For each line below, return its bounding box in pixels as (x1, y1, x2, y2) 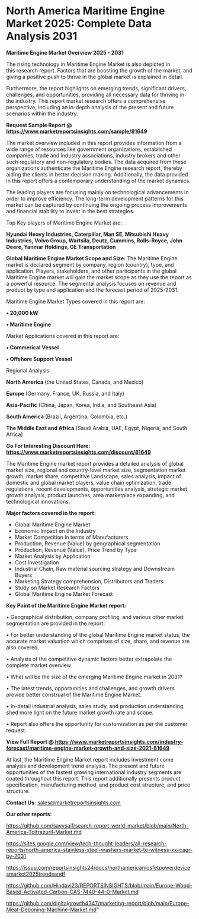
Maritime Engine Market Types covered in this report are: (6, 298, 145, 305)
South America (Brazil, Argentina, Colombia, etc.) (6, 413, 128, 420)
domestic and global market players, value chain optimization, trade (6, 479, 172, 486)
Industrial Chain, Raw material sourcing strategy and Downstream (14, 565, 175, 572)
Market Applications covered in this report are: (6, 332, 120, 339)
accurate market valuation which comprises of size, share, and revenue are (6, 637, 190, 645)
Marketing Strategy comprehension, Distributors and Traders (14, 577, 164, 585)
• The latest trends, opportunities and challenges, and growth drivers (6, 684, 175, 691)
